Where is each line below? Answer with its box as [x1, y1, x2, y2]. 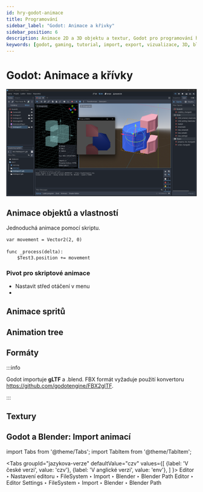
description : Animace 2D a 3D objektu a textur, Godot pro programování [6, 35, 193, 42]
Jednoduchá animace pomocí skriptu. [6, 224, 101, 231]
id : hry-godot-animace [6, 10, 63, 16]
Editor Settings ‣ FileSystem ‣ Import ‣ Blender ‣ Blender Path [6, 479, 162, 486]
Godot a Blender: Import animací [6, 432, 131, 442]
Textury [6, 411, 37, 422]
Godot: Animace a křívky [6, 68, 134, 82]
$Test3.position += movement [17, 254, 91, 261]
